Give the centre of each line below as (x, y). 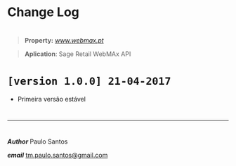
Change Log (43, 12)
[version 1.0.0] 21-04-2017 (89, 81)
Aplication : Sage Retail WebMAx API (78, 54)
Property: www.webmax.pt (64, 41)
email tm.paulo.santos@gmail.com (58, 155)
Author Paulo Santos (38, 141)
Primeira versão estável (52, 99)
